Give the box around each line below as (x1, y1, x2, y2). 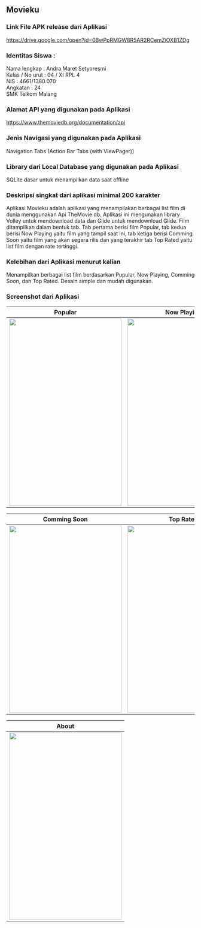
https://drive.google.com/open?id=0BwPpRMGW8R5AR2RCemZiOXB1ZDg (6, 36, 190, 44)
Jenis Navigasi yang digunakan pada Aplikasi (6, 134, 141, 142)
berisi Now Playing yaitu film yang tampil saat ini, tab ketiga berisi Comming (6, 230, 193, 237)
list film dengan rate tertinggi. (6, 242, 79, 250)
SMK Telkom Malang (6, 90, 57, 98)
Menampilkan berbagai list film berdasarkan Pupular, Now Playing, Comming (6, 271, 195, 278)
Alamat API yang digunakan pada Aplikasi (6, 105, 130, 113)
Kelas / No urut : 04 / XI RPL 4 (6, 71, 80, 78)
